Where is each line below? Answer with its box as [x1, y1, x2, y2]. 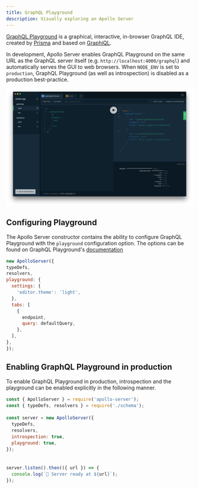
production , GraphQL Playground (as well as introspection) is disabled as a [6, 69, 189, 76]
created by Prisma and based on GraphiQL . [6, 39, 112, 46]
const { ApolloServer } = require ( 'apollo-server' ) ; [6, 396, 139, 402]
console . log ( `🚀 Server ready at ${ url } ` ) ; [11, 471, 118, 477]
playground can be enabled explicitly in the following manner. [6, 384, 156, 391]
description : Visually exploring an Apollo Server [6, 15, 134, 22]
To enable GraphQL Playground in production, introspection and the [6, 378, 172, 385]
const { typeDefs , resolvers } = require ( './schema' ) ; [6, 402, 145, 408]
